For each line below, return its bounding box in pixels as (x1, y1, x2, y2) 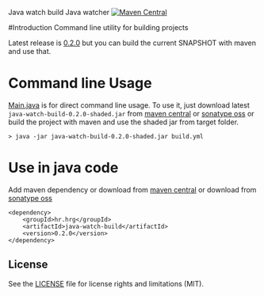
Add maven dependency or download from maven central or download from (8, 184, 257, 194)
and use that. (8, 47, 52, 55)
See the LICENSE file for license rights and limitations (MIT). (8, 279, 205, 288)
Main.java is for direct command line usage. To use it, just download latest (8, 100, 250, 110)
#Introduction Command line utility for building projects (8, 23, 189, 32)
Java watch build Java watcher (8, 8, 110, 17)
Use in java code (8, 159, 119, 177)
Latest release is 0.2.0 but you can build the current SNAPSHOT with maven (8, 38, 256, 47)
